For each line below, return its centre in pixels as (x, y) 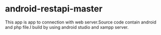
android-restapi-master (54, 9)
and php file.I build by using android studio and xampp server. (67, 27)
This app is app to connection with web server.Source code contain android (81, 22)
